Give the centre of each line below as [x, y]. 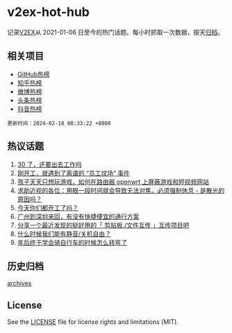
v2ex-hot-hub [49, 12]
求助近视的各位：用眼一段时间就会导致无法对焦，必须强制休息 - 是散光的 [121, 190]
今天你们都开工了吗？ [48, 207]
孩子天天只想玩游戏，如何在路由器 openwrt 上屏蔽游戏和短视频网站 [113, 182]
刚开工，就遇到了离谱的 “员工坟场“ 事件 [74, 173]
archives [19, 283]
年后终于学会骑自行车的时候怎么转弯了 [72, 242]
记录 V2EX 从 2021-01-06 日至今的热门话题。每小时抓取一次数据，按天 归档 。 [116, 32]
